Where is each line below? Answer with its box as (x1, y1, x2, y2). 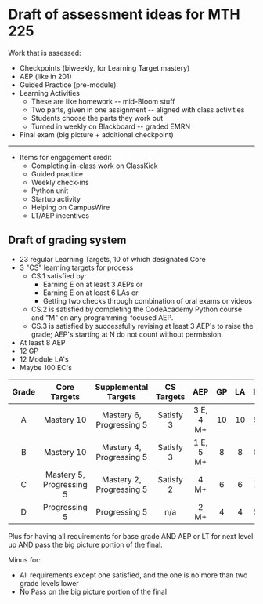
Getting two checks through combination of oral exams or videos (42, 296, 253, 305)
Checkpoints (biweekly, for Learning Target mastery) (19, 63, 190, 72)
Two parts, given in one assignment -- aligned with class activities (31, 104, 245, 115)
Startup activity (31, 194, 81, 203)
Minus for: (8, 555, 41, 564)
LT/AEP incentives (31, 210, 90, 220)
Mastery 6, (101, 409, 142, 420)
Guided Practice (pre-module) (19, 80, 117, 89)
